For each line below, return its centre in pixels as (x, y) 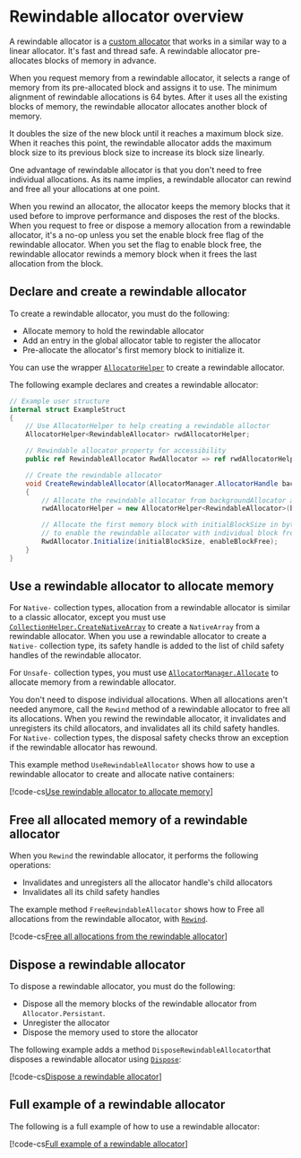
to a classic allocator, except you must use (88, 618)
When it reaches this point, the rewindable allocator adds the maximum (140, 143)
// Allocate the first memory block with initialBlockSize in (160, 525)
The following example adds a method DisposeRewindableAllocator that (140, 1050)
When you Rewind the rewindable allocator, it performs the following (134, 855)
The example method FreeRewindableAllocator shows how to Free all (137, 909)
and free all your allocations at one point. (85, 189)
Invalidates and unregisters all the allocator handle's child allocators (147, 882)
